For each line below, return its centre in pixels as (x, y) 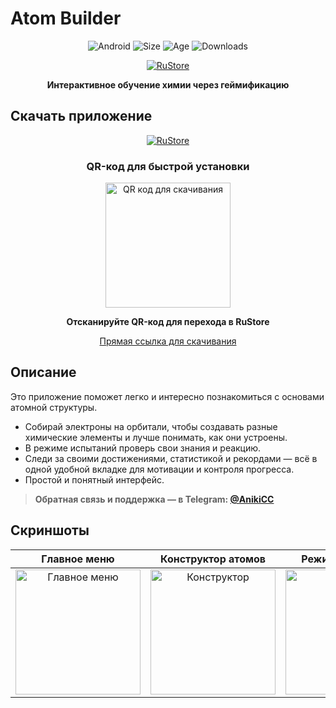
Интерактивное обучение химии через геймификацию (168, 84)
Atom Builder (66, 18)
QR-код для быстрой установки (168, 166)
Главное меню (78, 559)
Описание (43, 372)
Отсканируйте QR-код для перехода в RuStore (168, 322)
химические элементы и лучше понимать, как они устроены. (156, 437)
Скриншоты (50, 530)
